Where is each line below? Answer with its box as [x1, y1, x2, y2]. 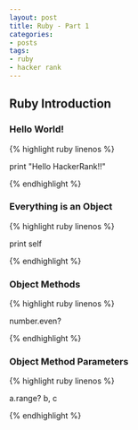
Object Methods [9, 278, 81, 290]
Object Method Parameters [9, 356, 129, 368]
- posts [9, 38, 38, 47]
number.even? [9, 315, 62, 327]
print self [9, 238, 43, 249]
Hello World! [9, 123, 65, 135]
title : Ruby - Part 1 [9, 21, 90, 30]
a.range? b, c [9, 393, 58, 404]
